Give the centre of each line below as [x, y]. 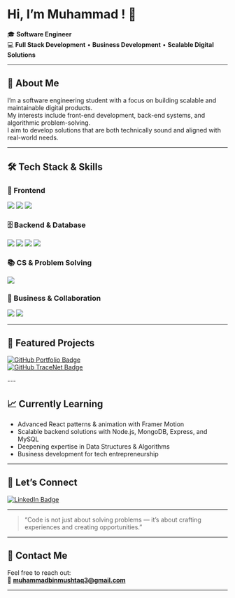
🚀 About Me [33, 83]
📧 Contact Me [37, 556]
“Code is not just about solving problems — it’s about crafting [113, 519]
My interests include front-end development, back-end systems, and [106, 115]
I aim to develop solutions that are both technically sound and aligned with [114, 130]
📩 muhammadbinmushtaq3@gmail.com [66, 580]
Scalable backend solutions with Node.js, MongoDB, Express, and [112, 431]
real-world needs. [33, 137]
